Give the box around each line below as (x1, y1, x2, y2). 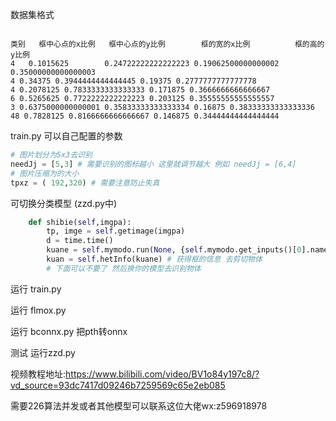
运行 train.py (10, 283, 62, 295)
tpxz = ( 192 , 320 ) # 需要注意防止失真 (10, 178, 160, 188)
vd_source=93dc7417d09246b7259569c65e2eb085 (10, 379, 226, 391)
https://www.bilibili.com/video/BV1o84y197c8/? (65, 368, 260, 380)
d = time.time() (46, 236, 114, 246)
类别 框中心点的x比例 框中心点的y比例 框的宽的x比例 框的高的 (10, 39, 325, 49)
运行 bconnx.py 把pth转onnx (10, 325, 128, 337)
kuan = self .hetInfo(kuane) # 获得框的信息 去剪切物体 (46, 254, 263, 264)
